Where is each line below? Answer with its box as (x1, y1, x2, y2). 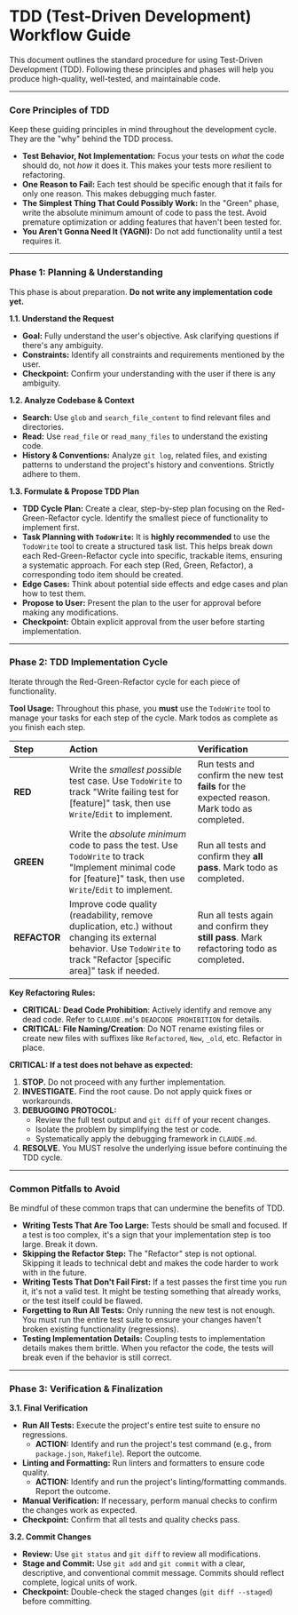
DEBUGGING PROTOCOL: (21, 1104, 117, 1116)
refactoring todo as (197, 942, 278, 954)
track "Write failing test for (69, 785, 179, 798)
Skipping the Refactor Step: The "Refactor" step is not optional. (21, 1248, 257, 1259)
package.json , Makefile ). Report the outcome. (35, 1448, 202, 1459)
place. (21, 1042, 45, 1053)
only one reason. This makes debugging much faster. (21, 188, 217, 199)
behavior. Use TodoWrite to (69, 942, 182, 954)
